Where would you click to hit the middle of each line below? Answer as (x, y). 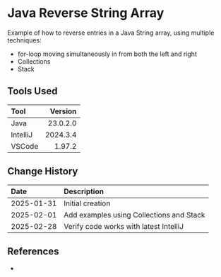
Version (63, 111)
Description (84, 191)
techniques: (24, 40)
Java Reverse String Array (86, 13)
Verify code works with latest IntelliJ (124, 226)
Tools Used (32, 91)
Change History (43, 171)
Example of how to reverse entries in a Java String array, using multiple (111, 33)
